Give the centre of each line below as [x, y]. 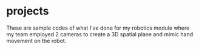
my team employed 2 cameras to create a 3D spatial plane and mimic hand [99, 34]
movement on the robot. [36, 41]
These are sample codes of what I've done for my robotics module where [98, 28]
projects [28, 11]
